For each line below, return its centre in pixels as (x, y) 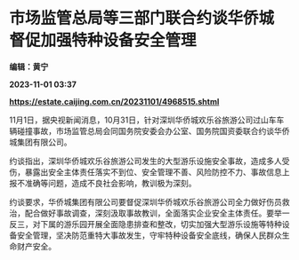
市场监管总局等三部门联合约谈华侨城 (142, 18)
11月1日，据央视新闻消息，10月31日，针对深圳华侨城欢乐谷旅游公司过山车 (143, 120)
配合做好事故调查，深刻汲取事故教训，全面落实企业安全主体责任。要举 (153, 213)
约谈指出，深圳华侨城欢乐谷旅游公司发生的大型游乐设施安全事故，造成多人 (145, 161)
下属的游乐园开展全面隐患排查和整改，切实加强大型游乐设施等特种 (161, 224)
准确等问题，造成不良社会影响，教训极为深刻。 (110, 183)
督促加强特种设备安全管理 (103, 40)
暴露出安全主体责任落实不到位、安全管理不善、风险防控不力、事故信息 (153, 172)
